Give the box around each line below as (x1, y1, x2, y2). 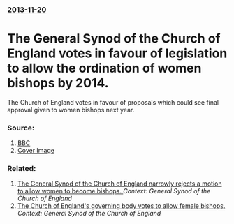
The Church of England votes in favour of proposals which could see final (7, 98, 219, 106)
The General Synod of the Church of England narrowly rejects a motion (17, 179, 222, 188)
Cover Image (17, 147, 54, 155)
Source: (7, 123, 35, 133)
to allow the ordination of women (7, 61, 202, 76)
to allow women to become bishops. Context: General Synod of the (17, 187, 211, 195)
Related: (7, 164, 36, 174)
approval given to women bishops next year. (7, 105, 135, 114)
